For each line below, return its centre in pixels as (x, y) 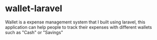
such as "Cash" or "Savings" (34, 32)
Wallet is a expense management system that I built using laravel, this (75, 22)
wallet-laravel (34, 9)
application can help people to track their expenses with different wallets (78, 27)
